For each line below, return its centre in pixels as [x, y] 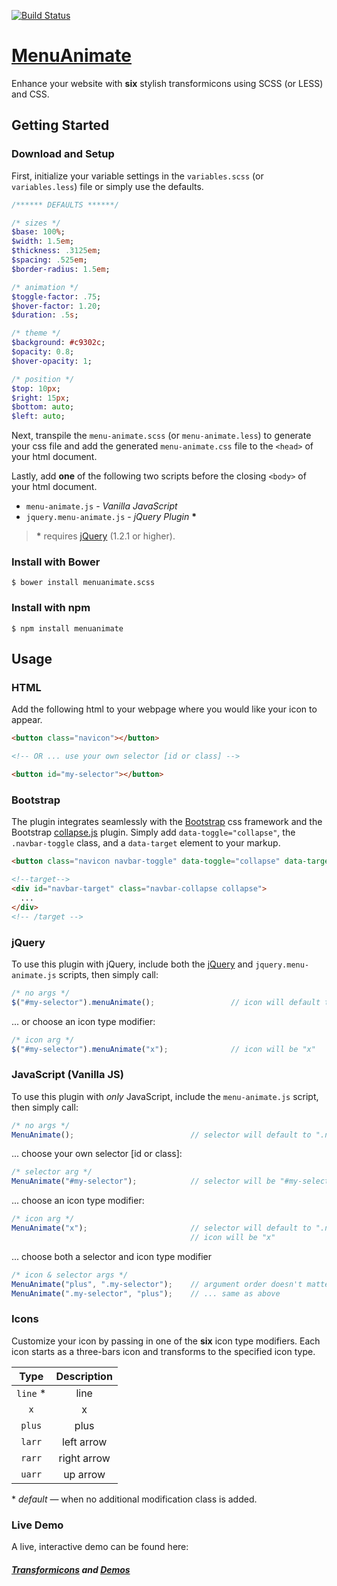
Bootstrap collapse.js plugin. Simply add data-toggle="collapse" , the [153, 832]
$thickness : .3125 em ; [56, 251]
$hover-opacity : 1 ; [52, 361]
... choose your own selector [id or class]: [97, 1154]
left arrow [84, 1442]
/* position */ [43, 379]
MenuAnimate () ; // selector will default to [161, 1135]
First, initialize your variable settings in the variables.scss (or [137, 176]
